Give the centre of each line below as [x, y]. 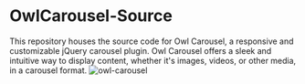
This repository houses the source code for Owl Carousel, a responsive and [152, 41]
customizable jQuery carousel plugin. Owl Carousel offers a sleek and [141, 50]
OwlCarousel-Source [91, 16]
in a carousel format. [48, 70]
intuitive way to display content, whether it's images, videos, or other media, [153, 60]
